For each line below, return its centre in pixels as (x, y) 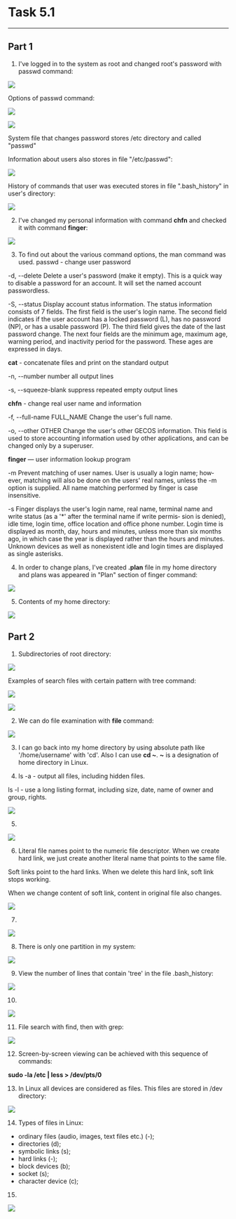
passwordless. (29, 290)
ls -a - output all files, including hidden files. (82, 776)
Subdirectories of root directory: (64, 654)
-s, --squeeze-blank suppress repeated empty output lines (93, 389)
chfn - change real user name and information (75, 403)
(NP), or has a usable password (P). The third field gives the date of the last (117, 326)
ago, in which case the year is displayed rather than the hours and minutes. (116, 538)
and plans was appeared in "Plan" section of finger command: (108, 574)
